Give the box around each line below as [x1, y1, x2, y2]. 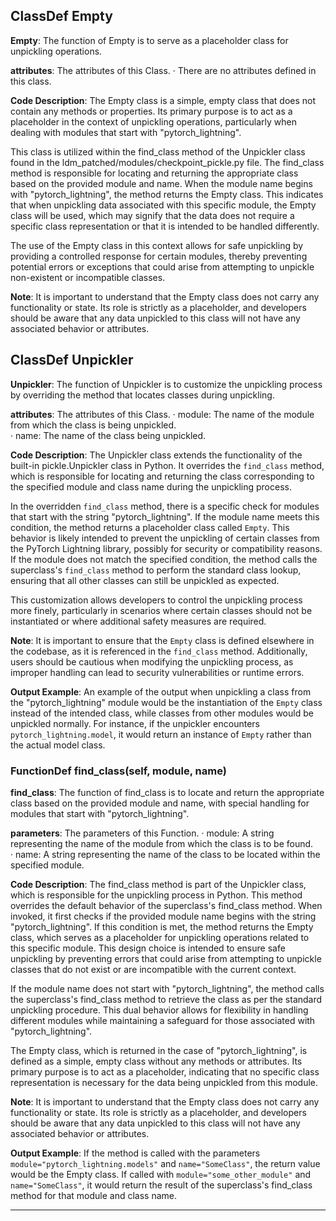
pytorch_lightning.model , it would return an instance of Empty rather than [10, 728, 312, 740]
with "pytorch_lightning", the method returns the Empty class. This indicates [10, 188, 324, 200]
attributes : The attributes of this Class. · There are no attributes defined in [10, 64, 317, 76]
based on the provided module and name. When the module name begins [10, 177, 313, 189]
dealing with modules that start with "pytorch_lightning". [10, 126, 242, 138]
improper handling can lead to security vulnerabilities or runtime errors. [10, 666, 305, 678]
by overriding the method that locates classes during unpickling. [10, 389, 275, 401]
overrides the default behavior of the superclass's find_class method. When [10, 899, 323, 911]
